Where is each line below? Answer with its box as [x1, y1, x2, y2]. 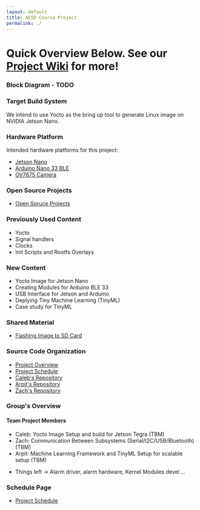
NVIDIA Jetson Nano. [6, 117, 59, 124]
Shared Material [6, 318, 55, 327]
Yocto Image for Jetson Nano [15, 277, 89, 284]
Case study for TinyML [15, 303, 73, 310]
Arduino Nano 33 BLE [15, 165, 70, 172]
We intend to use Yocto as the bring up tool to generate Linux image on [6, 110, 184, 118]
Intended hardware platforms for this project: [6, 146, 118, 154]
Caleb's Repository [15, 374, 63, 381]
